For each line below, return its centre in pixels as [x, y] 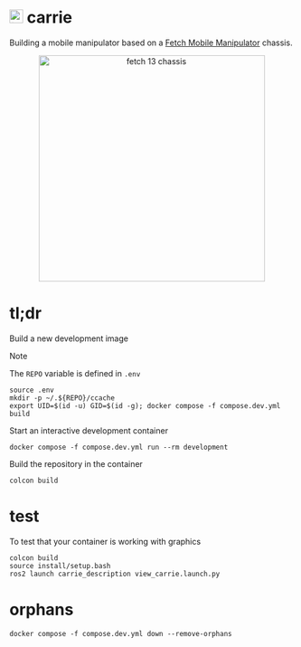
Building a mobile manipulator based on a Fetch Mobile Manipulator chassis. [151, 43]
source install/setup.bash [60, 566]
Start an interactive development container [89, 430]
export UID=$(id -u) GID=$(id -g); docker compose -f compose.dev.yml [145, 405]
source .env [32, 390]
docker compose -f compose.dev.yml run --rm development [119, 447]
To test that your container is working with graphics [105, 541]
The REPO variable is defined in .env [75, 373]
